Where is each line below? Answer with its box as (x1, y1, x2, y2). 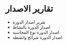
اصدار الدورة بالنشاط (12, 24, 51, 30)
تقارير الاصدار (5, 3, 54, 14)
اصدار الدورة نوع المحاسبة (12, 29, 60, 35)
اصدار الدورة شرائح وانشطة (12, 34, 63, 40)
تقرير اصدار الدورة (12, 19, 46, 25)
